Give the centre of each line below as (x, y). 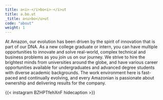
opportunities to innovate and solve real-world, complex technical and (75, 52)
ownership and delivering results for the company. (56, 83)
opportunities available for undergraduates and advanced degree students (80, 68)
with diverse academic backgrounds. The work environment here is (73, 73)
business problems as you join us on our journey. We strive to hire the (75, 57)
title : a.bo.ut (20, 14)
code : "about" (20, 23)
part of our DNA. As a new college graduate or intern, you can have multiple (81, 47)
